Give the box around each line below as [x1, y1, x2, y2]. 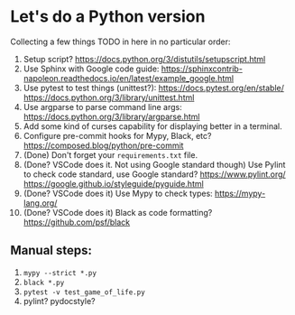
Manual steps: [10, 243, 93, 258]
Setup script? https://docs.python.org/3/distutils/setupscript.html [23, 53, 266, 64]
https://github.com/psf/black [23, 217, 131, 227]
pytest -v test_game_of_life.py [23, 287, 145, 297]
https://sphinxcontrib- [161, 63, 243, 74]
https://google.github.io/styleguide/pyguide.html [23, 178, 204, 189]
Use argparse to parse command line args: [23, 101, 183, 112]
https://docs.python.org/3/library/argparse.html [23, 111, 200, 122]
